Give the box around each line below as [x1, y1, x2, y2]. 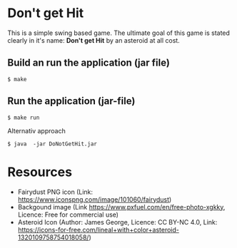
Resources [7, 164, 73, 180]
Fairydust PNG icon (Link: [17, 187, 94, 196]
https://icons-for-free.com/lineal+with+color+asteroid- [17, 225, 180, 234]
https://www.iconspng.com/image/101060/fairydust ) [17, 195, 172, 204]
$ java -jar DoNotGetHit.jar [7, 140, 98, 148]
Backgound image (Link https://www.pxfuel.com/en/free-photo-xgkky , [17, 202, 226, 211]
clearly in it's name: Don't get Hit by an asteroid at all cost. [7, 36, 180, 44]
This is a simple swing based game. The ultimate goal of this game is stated [7, 29, 231, 37]
